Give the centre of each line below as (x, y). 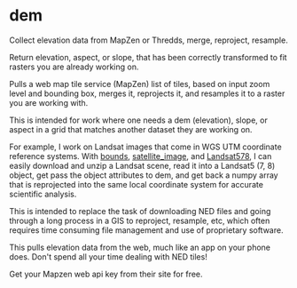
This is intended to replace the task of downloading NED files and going (140, 211)
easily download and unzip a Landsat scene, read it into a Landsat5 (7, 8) (142, 165)
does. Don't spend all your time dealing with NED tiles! (109, 256)
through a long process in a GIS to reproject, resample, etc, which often (140, 220)
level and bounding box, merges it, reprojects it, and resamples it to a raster (147, 93)
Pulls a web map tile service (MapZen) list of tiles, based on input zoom (140, 84)
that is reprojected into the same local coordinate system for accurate (137, 184)
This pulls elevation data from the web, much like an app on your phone (140, 247)
